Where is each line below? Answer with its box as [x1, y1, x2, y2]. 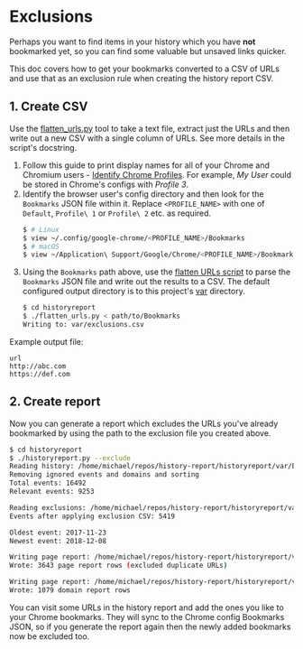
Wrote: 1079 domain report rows [9, 586, 131, 595]
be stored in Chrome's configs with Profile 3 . [22, 179, 189, 190]
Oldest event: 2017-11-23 [9, 528, 106, 537]
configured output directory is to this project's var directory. [22, 286, 245, 297]
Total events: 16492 [9, 478, 87, 488]
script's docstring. [9, 142, 78, 153]
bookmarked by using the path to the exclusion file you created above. [9, 427, 271, 439]
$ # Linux [22, 225, 60, 234]
